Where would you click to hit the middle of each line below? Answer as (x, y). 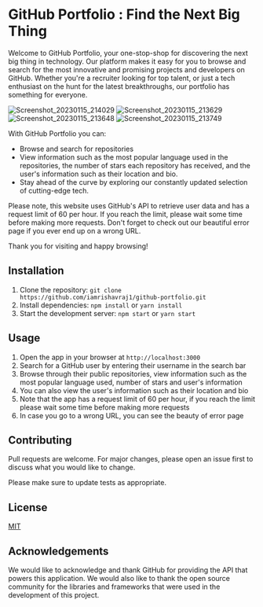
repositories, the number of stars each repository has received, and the (135, 165)
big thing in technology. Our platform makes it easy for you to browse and (127, 61)
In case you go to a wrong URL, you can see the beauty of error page (131, 415)
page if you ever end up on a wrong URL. (75, 230)
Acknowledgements (58, 551)
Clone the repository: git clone (70, 289)
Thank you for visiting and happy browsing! (78, 246)
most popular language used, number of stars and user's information (131, 382)
